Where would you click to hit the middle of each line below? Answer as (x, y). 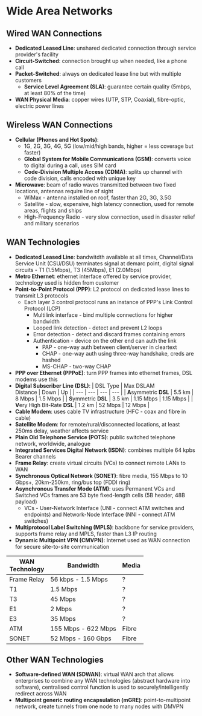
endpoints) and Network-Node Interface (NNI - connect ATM (99, 514)
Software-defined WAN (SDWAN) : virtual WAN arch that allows (94, 674)
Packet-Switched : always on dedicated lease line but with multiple (98, 74)
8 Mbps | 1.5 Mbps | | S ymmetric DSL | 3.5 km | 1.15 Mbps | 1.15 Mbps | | (104, 399)
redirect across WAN (41, 694)
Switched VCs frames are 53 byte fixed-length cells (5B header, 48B (100, 495)
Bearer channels (35, 456)
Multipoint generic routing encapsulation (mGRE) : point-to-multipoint (103, 700)
